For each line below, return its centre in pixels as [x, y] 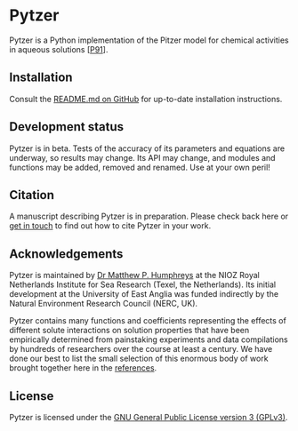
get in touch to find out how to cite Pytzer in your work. [110, 226]
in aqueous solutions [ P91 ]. [59, 49]
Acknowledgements [66, 254]
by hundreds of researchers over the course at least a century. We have [141, 349]
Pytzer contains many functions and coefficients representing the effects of [148, 321]
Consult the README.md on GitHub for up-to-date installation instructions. [146, 99]
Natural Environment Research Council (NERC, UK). [104, 304]
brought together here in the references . [83, 368]
